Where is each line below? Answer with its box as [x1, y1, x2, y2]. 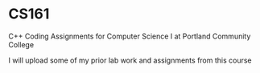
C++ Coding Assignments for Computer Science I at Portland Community [8, 31, 251, 41]
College [8, 39, 35, 49]
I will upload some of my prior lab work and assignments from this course [8, 55, 252, 65]
